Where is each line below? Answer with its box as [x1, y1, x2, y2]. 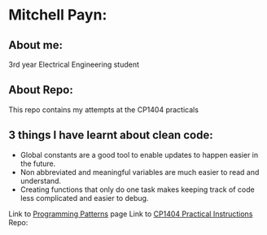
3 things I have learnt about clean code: [8, 128, 213, 142]
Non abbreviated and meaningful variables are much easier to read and [20, 167, 260, 176]
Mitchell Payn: [8, 6, 107, 24]
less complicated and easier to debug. [20, 193, 149, 202]
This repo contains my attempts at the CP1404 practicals [8, 104, 199, 115]
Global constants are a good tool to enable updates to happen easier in [20, 150, 259, 159]
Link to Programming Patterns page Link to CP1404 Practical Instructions [8, 209, 253, 219]
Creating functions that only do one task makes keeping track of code [20, 185, 255, 194]
